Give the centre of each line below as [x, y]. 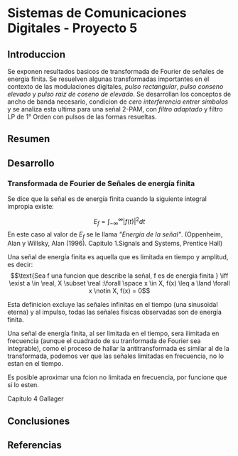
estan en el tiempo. [36, 364]
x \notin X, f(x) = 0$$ [119, 291]
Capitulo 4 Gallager [36, 398]
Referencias [35, 445]
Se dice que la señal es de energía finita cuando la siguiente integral [107, 199]
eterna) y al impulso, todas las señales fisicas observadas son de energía [115, 312]
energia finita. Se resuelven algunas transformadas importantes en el [108, 79]
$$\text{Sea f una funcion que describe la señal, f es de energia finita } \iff [119, 276]
